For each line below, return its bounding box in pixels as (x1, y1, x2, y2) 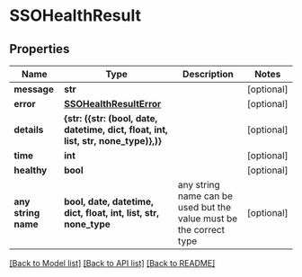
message (13, 83, 54, 95)
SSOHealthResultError (64, 98, 162, 110)
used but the (178, 201, 232, 213)
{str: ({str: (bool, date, (64, 112, 158, 124)
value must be (178, 212, 238, 225)
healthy (13, 164, 48, 176)
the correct (178, 224, 225, 236)
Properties (9, 41, 70, 57)
